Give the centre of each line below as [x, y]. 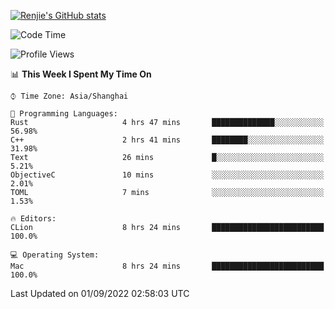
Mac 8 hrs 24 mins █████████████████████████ [167, 266]
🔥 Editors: [33, 219]
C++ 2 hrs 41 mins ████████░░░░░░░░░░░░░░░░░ [167, 140]
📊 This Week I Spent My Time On [81, 74]
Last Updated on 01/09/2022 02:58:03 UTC [100, 293]
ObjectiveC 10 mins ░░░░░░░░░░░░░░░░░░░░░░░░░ [167, 175]
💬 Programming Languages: [64, 114]
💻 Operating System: [55, 255]
